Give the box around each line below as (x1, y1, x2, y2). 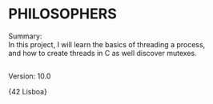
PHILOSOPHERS (8, 5, 118, 23)
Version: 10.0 (8, 71, 51, 81)
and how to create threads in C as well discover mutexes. (8, 48, 198, 58)
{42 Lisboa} (8, 87, 48, 97)
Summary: (8, 31, 42, 41)
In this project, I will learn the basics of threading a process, (8, 39, 206, 49)
